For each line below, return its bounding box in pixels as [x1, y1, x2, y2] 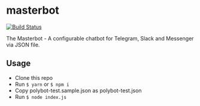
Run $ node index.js [14, 93, 67, 100]
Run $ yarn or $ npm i [14, 80, 69, 88]
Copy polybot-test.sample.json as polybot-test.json [14, 87, 142, 94]
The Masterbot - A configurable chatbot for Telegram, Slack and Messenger [6, 35, 194, 42]
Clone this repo [14, 74, 53, 81]
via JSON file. [6, 41, 40, 48]
